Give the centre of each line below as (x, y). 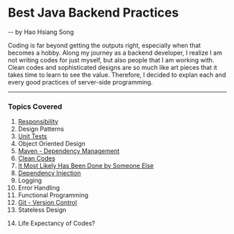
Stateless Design (42, 210)
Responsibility (38, 122)
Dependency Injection (49, 173)
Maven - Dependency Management (69, 151)
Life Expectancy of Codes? (57, 224)
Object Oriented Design (52, 144)
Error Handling (39, 188)
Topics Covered (35, 107)
